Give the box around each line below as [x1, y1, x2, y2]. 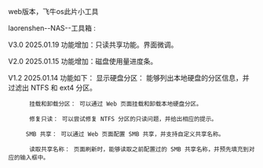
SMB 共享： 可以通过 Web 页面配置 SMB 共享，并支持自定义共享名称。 [25, 130, 225, 138]
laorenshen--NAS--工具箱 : [8, 23, 97, 33]
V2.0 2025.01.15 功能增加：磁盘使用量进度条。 [8, 57, 158, 66]
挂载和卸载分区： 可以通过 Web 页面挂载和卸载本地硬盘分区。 [28, 100, 203, 108]
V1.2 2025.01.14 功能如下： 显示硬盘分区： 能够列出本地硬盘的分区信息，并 [8, 73, 250, 82]
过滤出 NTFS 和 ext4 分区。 [8, 83, 97, 92]
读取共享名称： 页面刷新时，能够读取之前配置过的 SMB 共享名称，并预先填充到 [28, 145, 250, 153]
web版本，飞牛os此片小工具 [8, 7, 99, 16]
